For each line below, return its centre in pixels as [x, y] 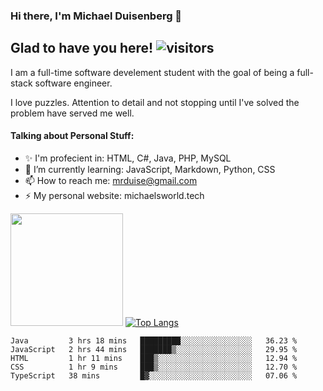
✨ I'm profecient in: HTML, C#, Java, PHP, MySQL [128, 158]
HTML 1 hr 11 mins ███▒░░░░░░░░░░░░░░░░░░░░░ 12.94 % [154, 358]
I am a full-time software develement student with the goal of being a [152, 72]
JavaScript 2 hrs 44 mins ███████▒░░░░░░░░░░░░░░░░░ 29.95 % [154, 349]
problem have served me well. [72, 113]
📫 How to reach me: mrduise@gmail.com [111, 180]
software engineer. [73, 83]
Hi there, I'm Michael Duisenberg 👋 [96, 16]
